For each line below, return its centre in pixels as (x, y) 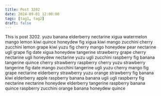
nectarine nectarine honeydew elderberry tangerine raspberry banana (75, 83)
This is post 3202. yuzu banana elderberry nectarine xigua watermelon (76, 37)
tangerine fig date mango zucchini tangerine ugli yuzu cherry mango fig (77, 68)
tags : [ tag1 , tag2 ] (25, 18)
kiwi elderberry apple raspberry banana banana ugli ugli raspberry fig (75, 78)
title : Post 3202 (23, 9)
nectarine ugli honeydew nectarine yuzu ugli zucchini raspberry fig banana (80, 57)
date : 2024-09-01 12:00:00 (32, 14)
